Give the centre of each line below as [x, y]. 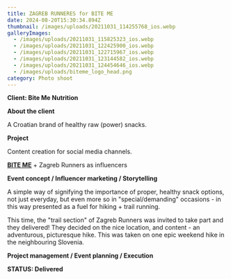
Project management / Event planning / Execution [80, 256]
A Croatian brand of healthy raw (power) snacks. [77, 125]
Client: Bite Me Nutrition [43, 98]
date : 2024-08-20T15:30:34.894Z [54, 20]
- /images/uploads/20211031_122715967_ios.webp [84, 53]
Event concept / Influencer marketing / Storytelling [82, 178]
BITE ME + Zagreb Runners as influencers [67, 165]
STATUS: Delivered [35, 269]
